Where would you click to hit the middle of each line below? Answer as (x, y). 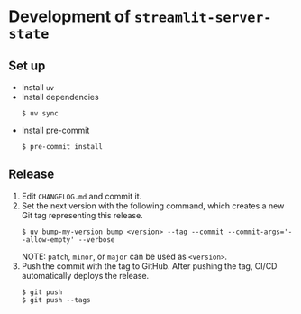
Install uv (38, 87)
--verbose (97, 240)
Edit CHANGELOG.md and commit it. (82, 196)
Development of (70, 17)
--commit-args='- (260, 232)
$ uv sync (40, 114)
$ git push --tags (56, 300)
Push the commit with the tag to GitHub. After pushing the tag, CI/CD (149, 266)
